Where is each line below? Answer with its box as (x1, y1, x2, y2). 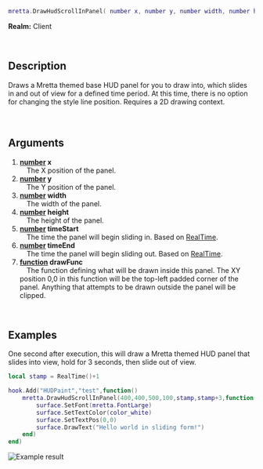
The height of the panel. (26, 216, 104, 225)
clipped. (19, 290, 46, 300)
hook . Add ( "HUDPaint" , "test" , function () (8, 387, 139, 395)
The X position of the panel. (26, 165, 116, 175)
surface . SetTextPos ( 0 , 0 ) (36, 416, 117, 424)
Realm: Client (8, 21, 52, 31)
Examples (8, 328, 57, 341)
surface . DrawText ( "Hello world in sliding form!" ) (36, 424, 205, 431)
